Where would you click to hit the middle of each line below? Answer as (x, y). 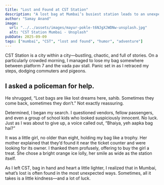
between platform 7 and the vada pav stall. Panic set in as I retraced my (77, 65)
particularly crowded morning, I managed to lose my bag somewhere (74, 60)
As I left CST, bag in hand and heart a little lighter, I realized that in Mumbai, (81, 168)
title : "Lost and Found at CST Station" (47, 10)
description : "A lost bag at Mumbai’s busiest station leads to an (75, 14)
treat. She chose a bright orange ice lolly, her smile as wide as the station (79, 153)
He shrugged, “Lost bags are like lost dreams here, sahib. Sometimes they (80, 98)
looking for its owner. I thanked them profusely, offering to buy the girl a (77, 148)
